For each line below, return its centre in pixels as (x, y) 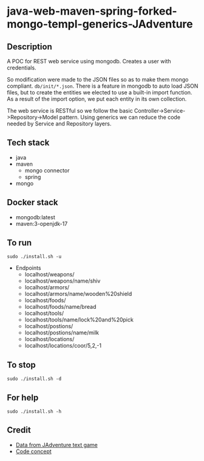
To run (19, 243)
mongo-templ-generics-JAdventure (100, 24)
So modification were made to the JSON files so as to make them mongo (98, 79)
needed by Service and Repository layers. (59, 124)
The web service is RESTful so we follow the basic (70, 111)
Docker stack (32, 202)
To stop (21, 364)
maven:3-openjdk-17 (42, 223)
